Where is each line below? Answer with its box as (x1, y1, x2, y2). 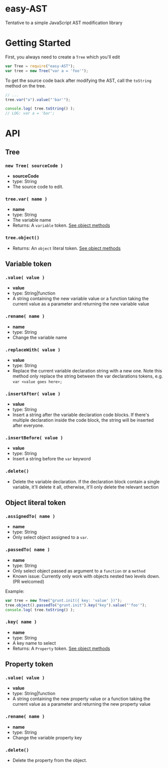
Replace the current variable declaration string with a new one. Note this (12, 367, 162, 373)
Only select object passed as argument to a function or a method (12, 567, 146, 573)
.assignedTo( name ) (5, 514, 56, 519)
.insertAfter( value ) (5, 391, 61, 397)
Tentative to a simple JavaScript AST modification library (5, 20, 123, 26)
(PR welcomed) (12, 579, 45, 585)
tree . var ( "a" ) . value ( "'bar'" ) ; (5, 97, 71, 102)
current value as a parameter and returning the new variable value (12, 301, 149, 307)
